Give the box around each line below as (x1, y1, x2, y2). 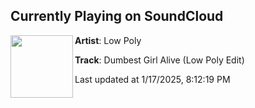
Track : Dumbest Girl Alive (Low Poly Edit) (74, 54, 245, 66)
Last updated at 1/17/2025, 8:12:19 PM (74, 73, 231, 85)
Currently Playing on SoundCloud (10, 8, 224, 25)
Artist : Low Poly (74, 34, 142, 46)
